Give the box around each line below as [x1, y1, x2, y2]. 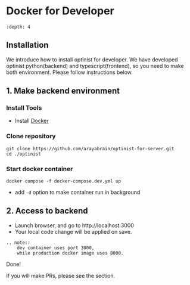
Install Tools [6, 104, 42, 112]
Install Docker [14, 117, 49, 125]
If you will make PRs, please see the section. [6, 272, 116, 279]
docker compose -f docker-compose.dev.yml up [6, 178, 121, 184]
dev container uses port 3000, [17, 244, 95, 251]
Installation [6, 40, 49, 50]
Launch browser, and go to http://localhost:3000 [14, 222, 134, 229]
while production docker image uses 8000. [17, 250, 124, 256]
